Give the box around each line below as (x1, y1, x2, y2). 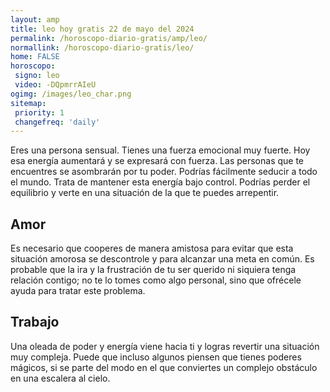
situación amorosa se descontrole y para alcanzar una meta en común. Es (10, 253, 315, 265)
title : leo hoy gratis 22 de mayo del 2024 (10, 24, 195, 34)
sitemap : (10, 98, 47, 108)
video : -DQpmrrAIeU (14, 80, 97, 90)
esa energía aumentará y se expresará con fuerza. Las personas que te (10, 155, 305, 167)
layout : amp (10, 14, 60, 25)
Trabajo (10, 314, 60, 331)
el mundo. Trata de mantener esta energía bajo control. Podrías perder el (10, 176, 311, 188)
